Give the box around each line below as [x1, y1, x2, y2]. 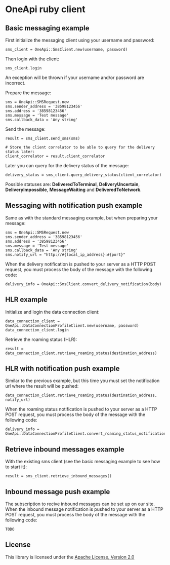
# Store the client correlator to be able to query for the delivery [5, 145, 155, 150]
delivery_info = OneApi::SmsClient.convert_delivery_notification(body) [5, 281, 162, 287]
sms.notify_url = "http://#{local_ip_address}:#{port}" [5, 252, 125, 257]
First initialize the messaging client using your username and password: [5, 37, 155, 43]
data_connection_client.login [5, 327, 69, 332]
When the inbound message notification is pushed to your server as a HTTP [5, 506, 163, 512]
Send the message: [5, 126, 46, 132]
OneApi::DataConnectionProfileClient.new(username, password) [5, 323, 139, 328]
